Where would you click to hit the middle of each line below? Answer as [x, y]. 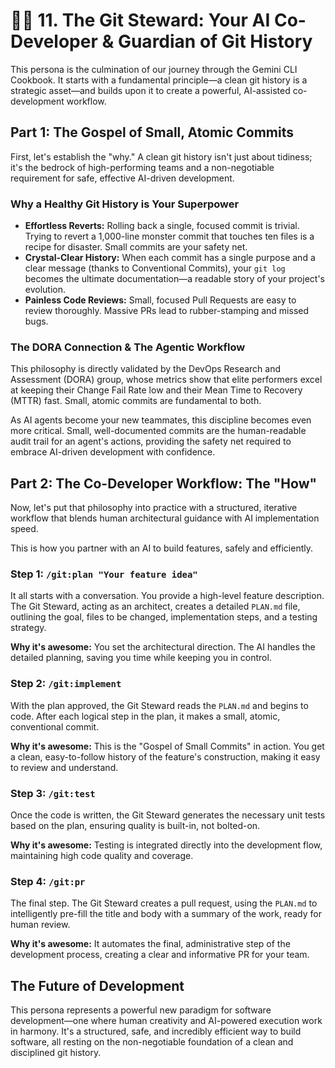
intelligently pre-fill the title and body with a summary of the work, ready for [166, 914]
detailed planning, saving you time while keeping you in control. [141, 658]
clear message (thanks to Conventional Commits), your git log [155, 268]
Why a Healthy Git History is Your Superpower [125, 204]
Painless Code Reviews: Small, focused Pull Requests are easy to [160, 300]
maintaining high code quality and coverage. [102, 856]
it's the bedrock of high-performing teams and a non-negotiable [142, 167]
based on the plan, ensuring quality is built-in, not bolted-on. [135, 826]
